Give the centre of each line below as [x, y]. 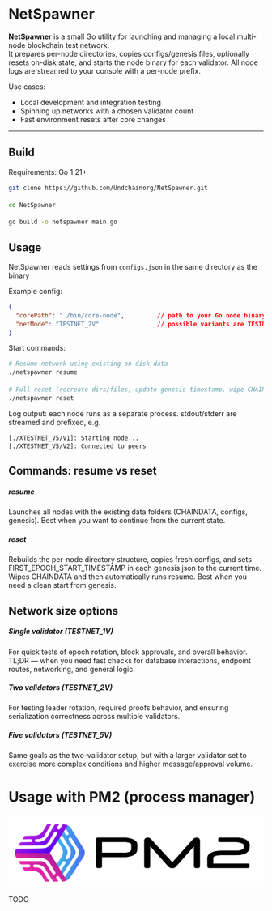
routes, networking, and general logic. [72, 669]
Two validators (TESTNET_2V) [61, 688]
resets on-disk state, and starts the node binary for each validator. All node [134, 62]
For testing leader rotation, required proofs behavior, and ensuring [119, 708]
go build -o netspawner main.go [63, 222]
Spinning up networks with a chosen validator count [107, 111]
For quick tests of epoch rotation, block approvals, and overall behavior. [128, 652]
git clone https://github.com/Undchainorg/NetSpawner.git [108, 188]
